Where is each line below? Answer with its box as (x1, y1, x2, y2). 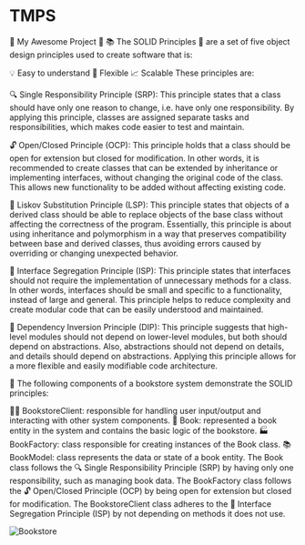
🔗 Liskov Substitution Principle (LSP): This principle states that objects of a (9, 199, 290, 210)
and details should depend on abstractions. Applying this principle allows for (9, 350, 297, 361)
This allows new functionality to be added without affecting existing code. (9, 181, 287, 192)
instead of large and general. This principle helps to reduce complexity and (9, 294, 291, 305)
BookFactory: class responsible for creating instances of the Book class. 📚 (9, 439, 291, 449)
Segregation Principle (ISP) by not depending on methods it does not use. (9, 508, 286, 519)
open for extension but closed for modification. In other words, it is (9, 152, 259, 164)
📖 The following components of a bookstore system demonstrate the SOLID (9, 378, 293, 389)
